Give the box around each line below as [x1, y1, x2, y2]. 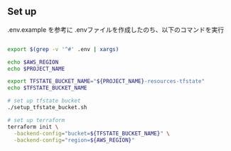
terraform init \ [7, 123, 59, 130]
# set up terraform [7, 116, 65, 123]
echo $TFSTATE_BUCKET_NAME [7, 84, 87, 91]
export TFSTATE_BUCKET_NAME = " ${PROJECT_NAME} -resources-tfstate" [7, 78, 205, 85]
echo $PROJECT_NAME [7, 65, 65, 72]
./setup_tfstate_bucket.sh [7, 104, 87, 111]
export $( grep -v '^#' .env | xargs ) [7, 45, 119, 52]
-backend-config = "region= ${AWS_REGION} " [14, 136, 135, 144]
